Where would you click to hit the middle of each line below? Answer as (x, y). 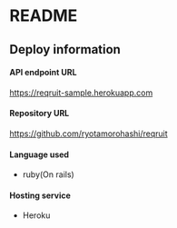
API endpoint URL (43, 73)
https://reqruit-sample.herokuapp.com (81, 93)
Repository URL (39, 114)
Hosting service (40, 195)
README (44, 16)
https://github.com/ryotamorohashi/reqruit (88, 134)
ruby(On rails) (48, 174)
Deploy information (65, 50)
